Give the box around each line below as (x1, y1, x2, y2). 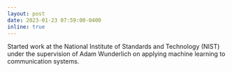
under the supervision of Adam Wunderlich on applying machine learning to (7, 50, 226, 58)
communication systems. (7, 57, 80, 66)
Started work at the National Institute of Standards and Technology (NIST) (7, 43, 220, 51)
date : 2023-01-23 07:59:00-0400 (7, 17, 101, 24)
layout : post (7, 10, 45, 17)
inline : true (7, 23, 45, 30)
